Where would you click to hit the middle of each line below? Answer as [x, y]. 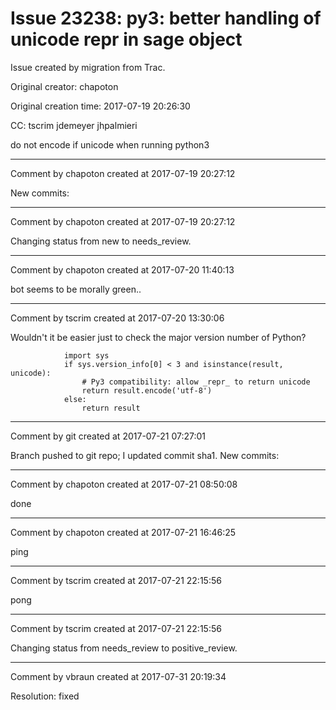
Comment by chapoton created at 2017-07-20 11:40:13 [122, 269]
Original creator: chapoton [64, 86]
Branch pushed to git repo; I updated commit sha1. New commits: [145, 455]
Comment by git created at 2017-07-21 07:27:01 [108, 436]
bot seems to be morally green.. [76, 289]
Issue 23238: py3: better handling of [166, 18]
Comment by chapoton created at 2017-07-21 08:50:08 [124, 484]
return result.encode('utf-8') [147, 390]
